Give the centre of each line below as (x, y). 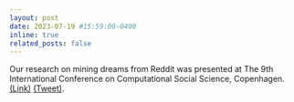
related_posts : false (51, 43)
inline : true (34, 35)
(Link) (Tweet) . (37, 88)
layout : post (34, 18)
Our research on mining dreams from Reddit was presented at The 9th (142, 69)
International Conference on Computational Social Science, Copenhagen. (147, 79)
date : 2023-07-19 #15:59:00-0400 (73, 26)
